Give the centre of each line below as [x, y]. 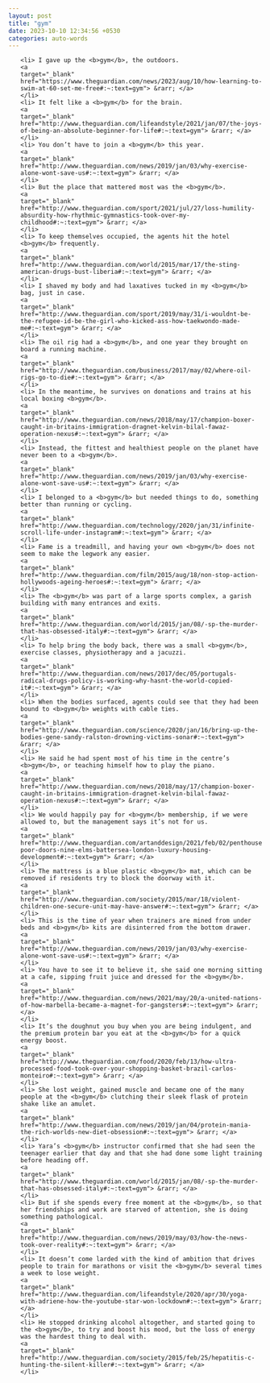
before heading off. [54, 1161]
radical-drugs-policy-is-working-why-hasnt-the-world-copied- [127, 681]
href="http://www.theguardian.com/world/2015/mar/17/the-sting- [130, 265]
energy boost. [44, 1040]
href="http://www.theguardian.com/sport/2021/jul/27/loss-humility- [137, 209]
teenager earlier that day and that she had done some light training [141, 1153]
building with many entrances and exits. [90, 604]
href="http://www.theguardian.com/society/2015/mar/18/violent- [130, 899]
